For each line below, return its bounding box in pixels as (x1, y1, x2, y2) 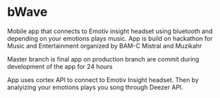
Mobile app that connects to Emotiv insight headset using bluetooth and (7, 27, 213, 35)
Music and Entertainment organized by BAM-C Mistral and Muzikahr (7, 41, 203, 50)
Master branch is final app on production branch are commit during (7, 55, 200, 63)
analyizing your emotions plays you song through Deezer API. (7, 83, 184, 91)
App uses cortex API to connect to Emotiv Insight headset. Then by (7, 75, 199, 84)
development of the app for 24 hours (7, 62, 113, 70)
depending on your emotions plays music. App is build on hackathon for (7, 34, 213, 42)
